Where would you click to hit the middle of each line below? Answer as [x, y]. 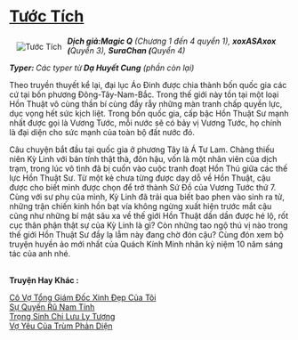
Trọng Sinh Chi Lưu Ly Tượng [62, 316]
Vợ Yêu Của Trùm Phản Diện [61, 326]
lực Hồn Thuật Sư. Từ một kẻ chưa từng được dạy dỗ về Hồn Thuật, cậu [140, 178]
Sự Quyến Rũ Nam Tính [52, 307]
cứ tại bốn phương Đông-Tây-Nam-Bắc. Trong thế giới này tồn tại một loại [144, 94]
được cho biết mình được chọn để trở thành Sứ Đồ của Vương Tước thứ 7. [143, 187]
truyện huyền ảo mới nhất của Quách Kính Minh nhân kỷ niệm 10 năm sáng [146, 244]
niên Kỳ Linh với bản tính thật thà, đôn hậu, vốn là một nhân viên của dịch [143, 158]
